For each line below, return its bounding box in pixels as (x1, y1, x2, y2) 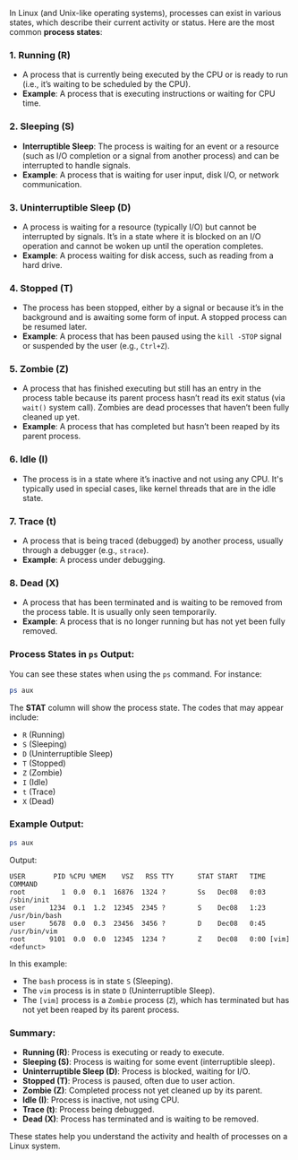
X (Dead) (21, 795, 55, 806)
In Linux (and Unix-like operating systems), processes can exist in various (9, 8, 282, 18)
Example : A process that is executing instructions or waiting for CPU (21, 89, 276, 100)
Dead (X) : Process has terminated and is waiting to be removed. (21, 1113, 260, 1124)
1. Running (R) (9, 48, 72, 61)
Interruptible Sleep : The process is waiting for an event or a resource (21, 141, 279, 151)
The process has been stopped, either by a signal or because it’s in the (21, 302, 284, 313)
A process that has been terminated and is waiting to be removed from (21, 597, 284, 608)
